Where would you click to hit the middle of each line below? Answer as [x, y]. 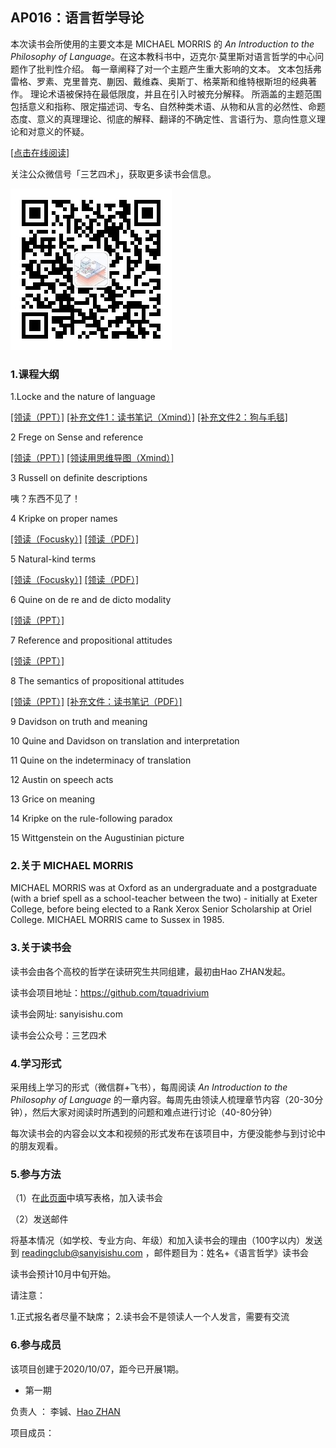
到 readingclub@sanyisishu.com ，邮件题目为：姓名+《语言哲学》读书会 [159, 1253]
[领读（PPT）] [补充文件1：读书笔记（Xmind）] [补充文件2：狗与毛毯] [149, 417]
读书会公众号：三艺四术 [58, 1035]
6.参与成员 [36, 1345]
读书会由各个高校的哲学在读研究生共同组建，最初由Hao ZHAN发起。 [151, 971]
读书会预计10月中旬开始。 [63, 1274]
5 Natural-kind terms [53, 559]
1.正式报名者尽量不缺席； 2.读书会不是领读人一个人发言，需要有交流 [150, 1317]
